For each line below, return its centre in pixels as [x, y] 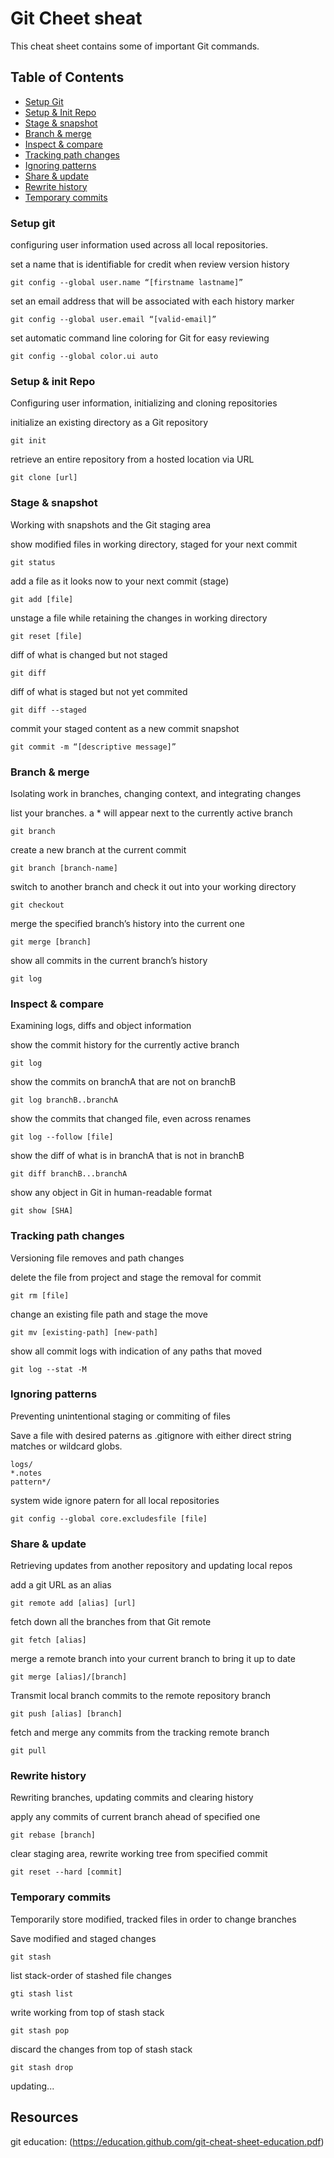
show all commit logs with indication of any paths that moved [136, 1351]
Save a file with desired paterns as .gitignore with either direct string [151, 1435]
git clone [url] [44, 478]
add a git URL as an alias [61, 1585]
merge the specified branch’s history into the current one [127, 923]
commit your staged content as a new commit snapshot [125, 728]
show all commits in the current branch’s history [109, 960]
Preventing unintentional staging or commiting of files [120, 1416]
